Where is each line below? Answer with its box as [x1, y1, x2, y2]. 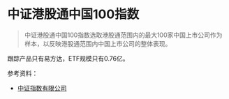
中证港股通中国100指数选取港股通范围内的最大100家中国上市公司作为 [24, 31, 223, 39]
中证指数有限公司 [17, 84, 67, 92]
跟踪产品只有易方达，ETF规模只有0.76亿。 [7, 54, 129, 63]
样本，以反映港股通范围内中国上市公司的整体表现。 [24, 39, 172, 47]
